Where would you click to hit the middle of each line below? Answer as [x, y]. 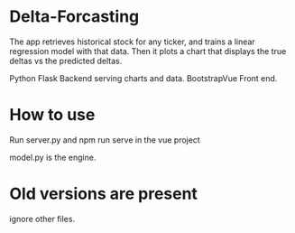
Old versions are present [104, 194]
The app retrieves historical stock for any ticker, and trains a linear [132, 42]
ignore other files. [42, 219]
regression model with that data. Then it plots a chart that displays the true [148, 51]
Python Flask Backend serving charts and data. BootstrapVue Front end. [143, 78]
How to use [52, 115]
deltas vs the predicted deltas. [66, 61]
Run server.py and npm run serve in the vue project [105, 140]
